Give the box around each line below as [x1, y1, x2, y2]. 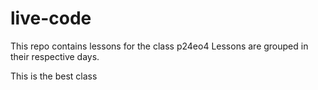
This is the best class [10, 70, 98, 82]
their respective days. [10, 50, 100, 62]
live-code [10, 7, 92, 30]
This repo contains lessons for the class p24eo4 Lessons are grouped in [10, 40, 309, 52]
